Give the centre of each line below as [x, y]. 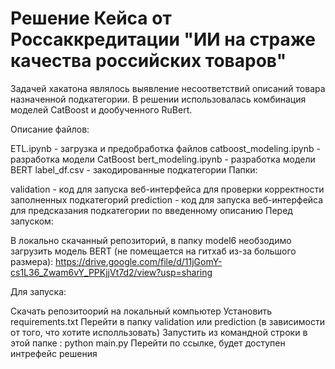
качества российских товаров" [148, 61]
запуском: [32, 221]
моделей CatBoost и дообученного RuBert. [101, 109]
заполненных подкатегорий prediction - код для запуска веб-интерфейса [167, 199]
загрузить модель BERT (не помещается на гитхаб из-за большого [153, 251]
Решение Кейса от [91, 18]
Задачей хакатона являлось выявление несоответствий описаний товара [168, 88]
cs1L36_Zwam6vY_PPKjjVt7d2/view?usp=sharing [111, 272]
